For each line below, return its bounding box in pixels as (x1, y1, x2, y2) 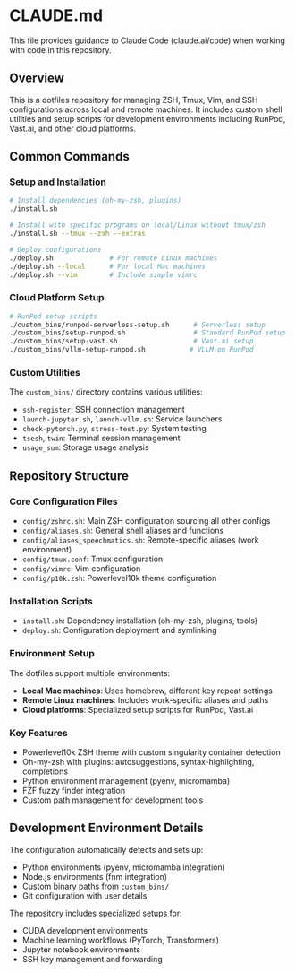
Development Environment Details (9, 821, 204, 836)
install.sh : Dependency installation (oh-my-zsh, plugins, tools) (21, 615, 258, 626)
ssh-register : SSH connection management (21, 404, 185, 415)
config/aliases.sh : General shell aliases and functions (21, 526, 224, 536)
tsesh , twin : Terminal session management (21, 432, 181, 444)
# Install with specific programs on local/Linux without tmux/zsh (9, 221, 266, 230)
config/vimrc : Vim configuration (21, 563, 141, 574)
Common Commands (9, 149, 130, 164)
